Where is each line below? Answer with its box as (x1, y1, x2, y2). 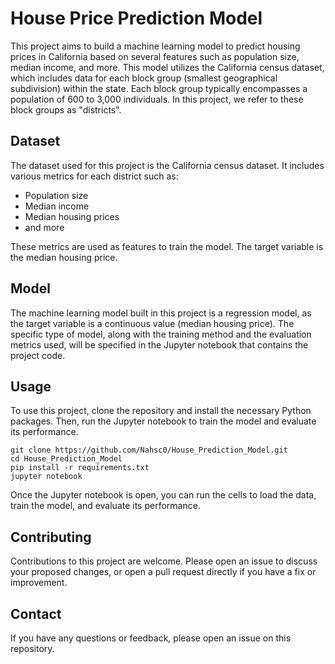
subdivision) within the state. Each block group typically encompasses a (10, 82, 308, 94)
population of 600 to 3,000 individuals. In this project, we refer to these (10, 93, 304, 105)
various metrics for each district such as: (10, 170, 179, 182)
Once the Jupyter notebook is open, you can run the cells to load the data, (10, 489, 317, 501)
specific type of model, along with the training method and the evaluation (10, 328, 312, 340)
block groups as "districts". (10, 103, 122, 116)
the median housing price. (10, 251, 118, 263)
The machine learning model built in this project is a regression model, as (10, 307, 312, 319)
